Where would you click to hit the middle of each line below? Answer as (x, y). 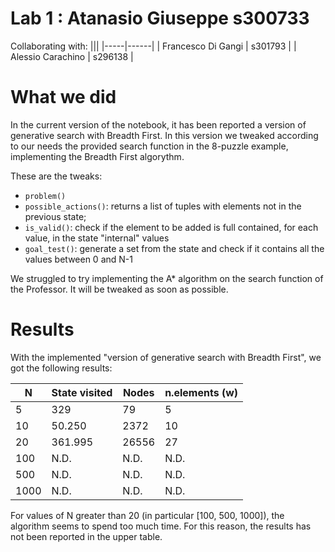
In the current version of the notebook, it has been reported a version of (158, 124)
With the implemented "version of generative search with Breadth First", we (166, 357)
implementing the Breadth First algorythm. (97, 156)
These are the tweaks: (56, 176)
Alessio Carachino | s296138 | (72, 56)
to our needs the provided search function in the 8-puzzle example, (149, 146)
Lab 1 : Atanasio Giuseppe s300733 (160, 18)
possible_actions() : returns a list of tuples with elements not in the (163, 206)
